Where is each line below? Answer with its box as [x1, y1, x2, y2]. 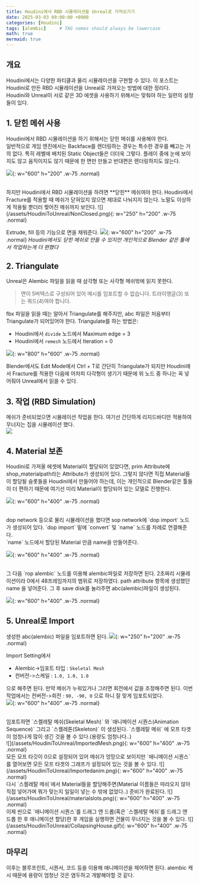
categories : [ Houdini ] [6, 20, 62, 26]
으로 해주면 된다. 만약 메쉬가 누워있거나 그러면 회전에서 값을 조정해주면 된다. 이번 [6, 684, 193, 691]
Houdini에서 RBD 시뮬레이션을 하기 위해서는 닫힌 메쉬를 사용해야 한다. [6, 135, 169, 142]
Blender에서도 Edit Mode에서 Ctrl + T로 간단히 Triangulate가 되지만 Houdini [6, 363, 186, 370]
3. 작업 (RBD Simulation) [6, 397, 96, 407]
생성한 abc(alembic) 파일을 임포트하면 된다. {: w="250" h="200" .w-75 [6, 633, 181, 640]
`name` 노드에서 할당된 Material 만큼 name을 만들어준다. [6, 539, 139, 546]
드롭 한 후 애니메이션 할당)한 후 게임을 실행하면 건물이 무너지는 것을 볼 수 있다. [6, 815, 187, 822]
